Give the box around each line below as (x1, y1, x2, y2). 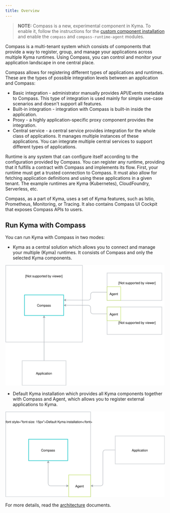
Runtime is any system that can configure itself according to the (5, 153, 139, 160)
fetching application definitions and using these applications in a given (5, 175, 152, 181)
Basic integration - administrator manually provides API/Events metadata (12, 90, 164, 96)
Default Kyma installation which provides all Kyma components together (12, 390, 163, 397)
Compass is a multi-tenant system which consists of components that (5, 43, 151, 49)
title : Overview (5, 8, 39, 13)
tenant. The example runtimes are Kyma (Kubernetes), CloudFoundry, (5, 180, 150, 186)
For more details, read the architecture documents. (5, 502, 111, 508)
